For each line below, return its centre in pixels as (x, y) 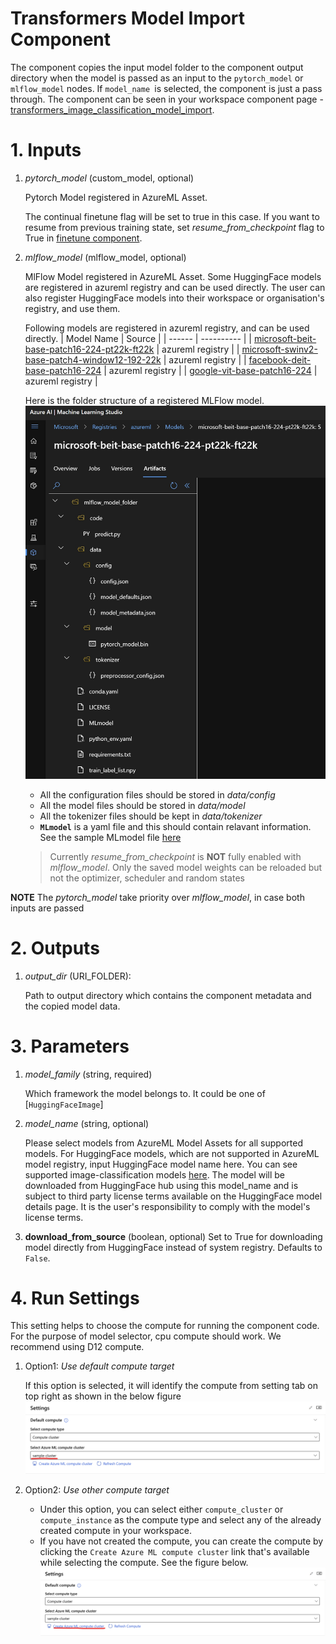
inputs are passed (47, 908)
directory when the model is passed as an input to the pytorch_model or (157, 78)
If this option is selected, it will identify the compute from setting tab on (171, 1386)
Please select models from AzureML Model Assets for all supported (163, 1143)
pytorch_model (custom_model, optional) (109, 178)
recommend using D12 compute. (77, 1347)
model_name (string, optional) (87, 1123)
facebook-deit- (280, 359)
